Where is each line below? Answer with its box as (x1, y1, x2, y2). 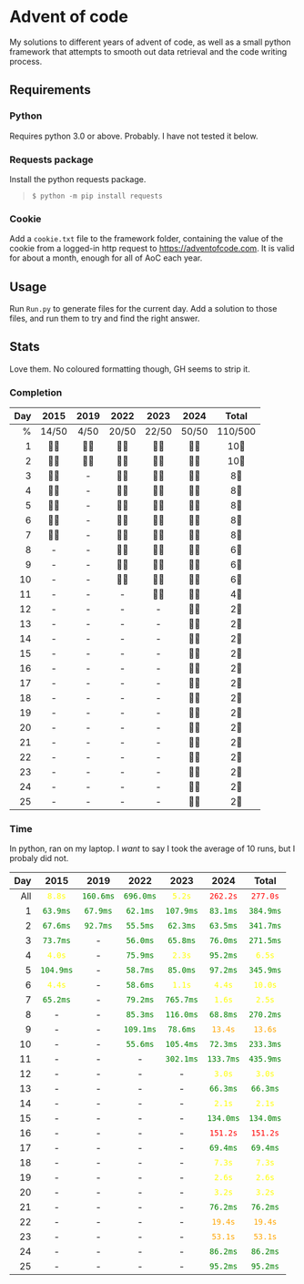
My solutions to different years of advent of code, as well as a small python (9, 36, 291, 47)
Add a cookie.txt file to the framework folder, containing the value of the (9, 233, 284, 244)
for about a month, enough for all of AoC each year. (9, 252, 203, 263)
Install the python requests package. (9, 173, 147, 184)
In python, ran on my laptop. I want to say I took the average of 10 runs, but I (9, 843, 296, 854)
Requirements (9, 82, 91, 98)
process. (9, 56, 43, 67)
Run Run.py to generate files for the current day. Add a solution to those (9, 303, 278, 314)
